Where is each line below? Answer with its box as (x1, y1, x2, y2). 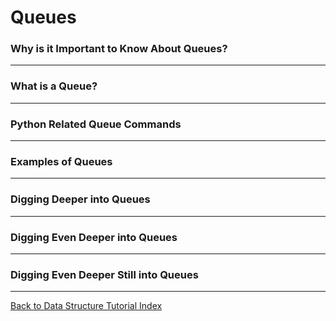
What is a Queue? (10, 79, 98, 93)
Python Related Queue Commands (10, 117, 182, 131)
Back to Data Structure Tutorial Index (10, 300, 163, 312)
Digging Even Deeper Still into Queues (10, 267, 199, 281)
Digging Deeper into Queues (10, 192, 151, 206)
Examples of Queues (10, 155, 113, 168)
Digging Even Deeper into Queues (10, 230, 178, 244)
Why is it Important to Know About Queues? (10, 42, 228, 56)
